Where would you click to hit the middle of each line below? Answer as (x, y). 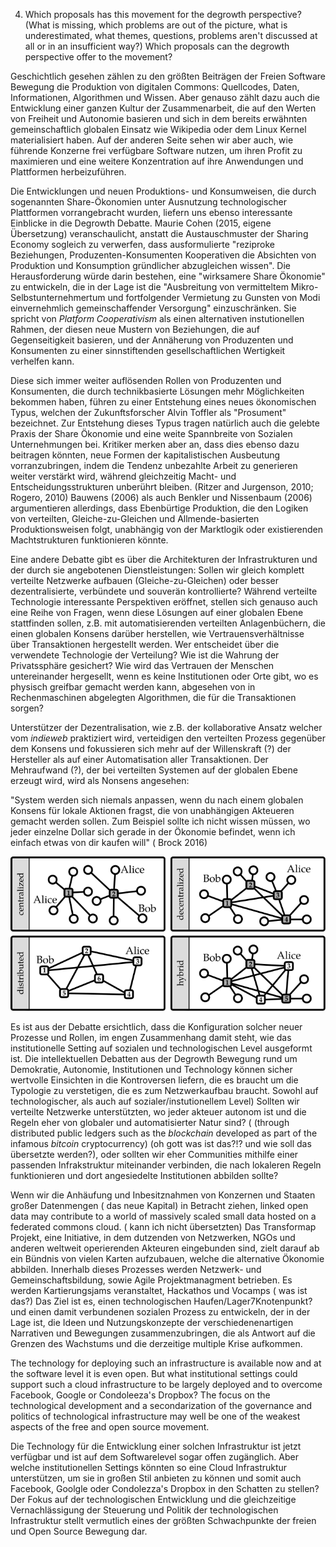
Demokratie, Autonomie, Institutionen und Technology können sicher (151, 1070)
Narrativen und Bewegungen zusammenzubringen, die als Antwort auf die (163, 1333)
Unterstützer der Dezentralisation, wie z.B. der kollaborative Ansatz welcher (166, 727)
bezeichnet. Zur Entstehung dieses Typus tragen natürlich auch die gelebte (165, 423)
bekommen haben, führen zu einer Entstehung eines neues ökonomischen (163, 402)
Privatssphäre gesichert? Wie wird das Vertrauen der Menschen (142, 665)
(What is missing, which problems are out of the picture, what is (156, 25)
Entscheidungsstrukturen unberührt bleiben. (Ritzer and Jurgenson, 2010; (162, 487)
